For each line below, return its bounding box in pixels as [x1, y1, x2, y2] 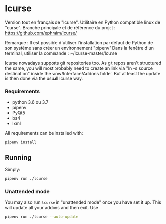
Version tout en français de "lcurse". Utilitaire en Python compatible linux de [5, 19, 160, 25]
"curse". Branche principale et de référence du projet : [5, 24, 116, 30]
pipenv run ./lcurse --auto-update [5, 214, 79, 219]
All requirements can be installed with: [5, 130, 83, 136]
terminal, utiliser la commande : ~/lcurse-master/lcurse [5, 50, 117, 56]
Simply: [5, 166, 21, 172]
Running [5, 153, 32, 162]
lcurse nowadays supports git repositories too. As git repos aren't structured [5, 60, 161, 66]
